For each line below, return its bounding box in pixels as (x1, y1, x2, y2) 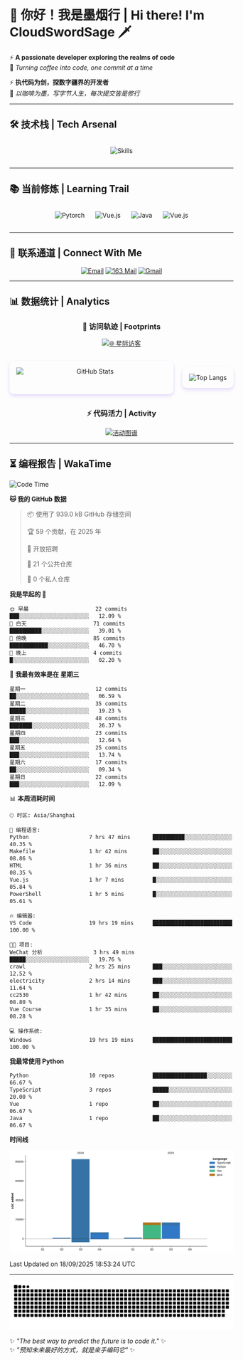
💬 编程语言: (9, 827, 41, 834)
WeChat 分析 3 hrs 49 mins (9, 949, 135, 956)
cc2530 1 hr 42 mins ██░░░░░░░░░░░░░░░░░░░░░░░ (9, 991, 233, 999)
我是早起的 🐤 (9, 590, 47, 599)
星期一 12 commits (9, 685, 128, 693)
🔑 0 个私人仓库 (26, 575, 70, 584)
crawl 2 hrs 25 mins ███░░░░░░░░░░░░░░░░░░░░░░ (9, 963, 233, 971)
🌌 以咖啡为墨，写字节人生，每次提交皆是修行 (9, 89, 141, 97)
